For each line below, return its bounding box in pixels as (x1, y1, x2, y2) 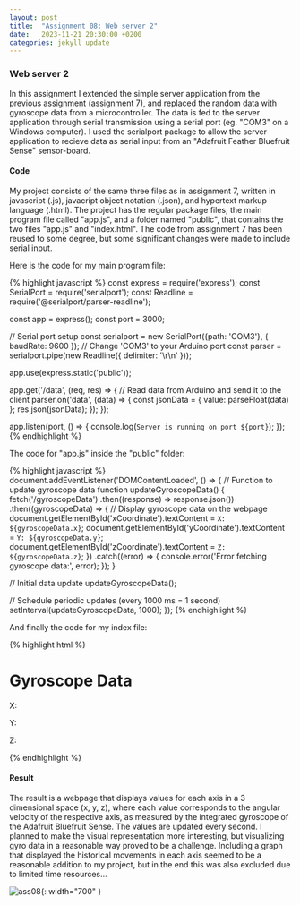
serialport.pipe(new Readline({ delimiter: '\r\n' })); (9, 350, 193, 361)
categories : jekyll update (9, 38, 110, 47)
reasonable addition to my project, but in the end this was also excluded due (9, 858, 291, 869)
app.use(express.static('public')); (9, 367, 132, 378)
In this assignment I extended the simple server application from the (9, 88, 261, 98)
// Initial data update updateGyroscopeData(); (9, 577, 177, 588)
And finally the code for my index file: (9, 621, 148, 632)
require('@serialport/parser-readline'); (9, 296, 151, 307)
